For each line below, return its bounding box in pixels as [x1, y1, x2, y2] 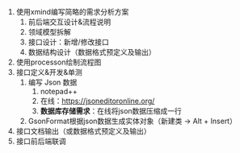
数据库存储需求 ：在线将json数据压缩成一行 [40, 106, 182, 115]
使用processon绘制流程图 [15, 57, 102, 67]
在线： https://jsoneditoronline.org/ [40, 96, 155, 105]
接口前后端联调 [15, 136, 66, 146]
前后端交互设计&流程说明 [27, 17, 112, 27]
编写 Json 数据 [27, 77, 78, 87]
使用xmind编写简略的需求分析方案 [15, 7, 129, 16]
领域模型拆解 [27, 27, 71, 36]
